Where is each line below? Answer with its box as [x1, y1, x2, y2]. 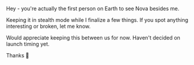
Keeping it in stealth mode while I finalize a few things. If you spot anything [6, 17, 188, 23]
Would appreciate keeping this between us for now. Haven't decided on [6, 34, 180, 41]
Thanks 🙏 [6, 52, 30, 58]
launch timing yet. [6, 41, 50, 47]
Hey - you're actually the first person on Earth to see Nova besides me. [6, 5, 179, 12]
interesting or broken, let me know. [6, 23, 90, 30]
